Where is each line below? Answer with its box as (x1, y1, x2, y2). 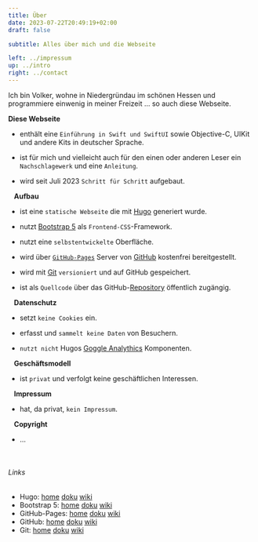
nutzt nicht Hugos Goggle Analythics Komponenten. (19, 343, 192, 353)
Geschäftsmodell (13, 358, 71, 368)
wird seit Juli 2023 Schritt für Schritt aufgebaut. (19, 176, 186, 185)
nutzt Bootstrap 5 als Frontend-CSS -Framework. (19, 221, 173, 231)
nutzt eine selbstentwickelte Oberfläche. (19, 237, 154, 246)
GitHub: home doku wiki (19, 517, 98, 526)
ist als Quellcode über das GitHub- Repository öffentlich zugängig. (19, 282, 231, 292)
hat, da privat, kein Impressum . (19, 404, 118, 413)
